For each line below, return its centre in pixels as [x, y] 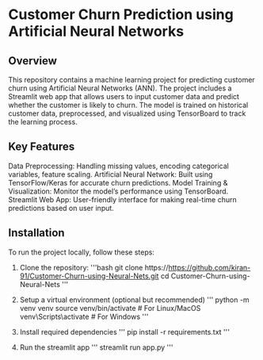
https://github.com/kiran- [210, 267]
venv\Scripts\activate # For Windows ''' [84, 316]
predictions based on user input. [61, 208]
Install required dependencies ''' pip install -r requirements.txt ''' [124, 331]
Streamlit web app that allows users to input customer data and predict [124, 96]
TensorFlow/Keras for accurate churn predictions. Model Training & [118, 182]
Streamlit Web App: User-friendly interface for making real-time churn [122, 199]
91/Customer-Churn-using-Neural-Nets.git [89, 276]
